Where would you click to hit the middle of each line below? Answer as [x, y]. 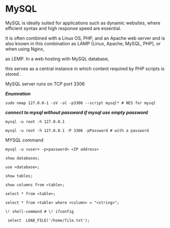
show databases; [22, 158]
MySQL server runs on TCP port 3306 [45, 84]
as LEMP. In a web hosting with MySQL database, [57, 58]
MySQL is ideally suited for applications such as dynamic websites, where [83, 23]
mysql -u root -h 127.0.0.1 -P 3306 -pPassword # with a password [77, 131]
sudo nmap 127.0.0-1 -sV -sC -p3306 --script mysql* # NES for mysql [81, 103]
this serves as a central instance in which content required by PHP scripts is [85, 69]
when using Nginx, [25, 49]
